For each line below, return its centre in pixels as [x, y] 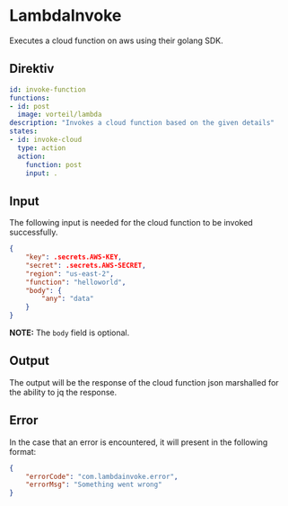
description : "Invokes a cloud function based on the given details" [142, 123]
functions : [30, 98]
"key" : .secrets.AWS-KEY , [74, 257]
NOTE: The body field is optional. [70, 333]
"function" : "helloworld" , [76, 282]
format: [23, 451]
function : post [54, 164]
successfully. [34, 232]
